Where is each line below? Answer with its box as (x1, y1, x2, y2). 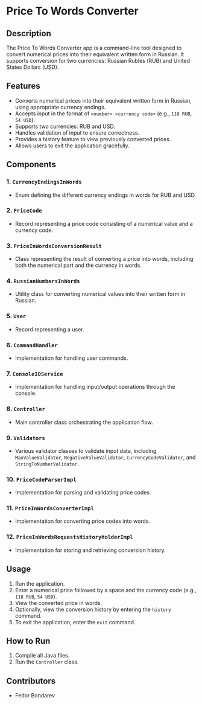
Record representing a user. (14, 325, 84, 333)
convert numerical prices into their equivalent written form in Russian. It (6, 51, 184, 58)
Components (6, 159, 56, 170)
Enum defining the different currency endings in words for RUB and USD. (14, 191, 197, 199)
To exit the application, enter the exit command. (14, 618, 136, 626)
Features (6, 81, 40, 91)
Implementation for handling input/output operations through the (14, 383, 176, 391)
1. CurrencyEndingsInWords (6, 178, 83, 186)
